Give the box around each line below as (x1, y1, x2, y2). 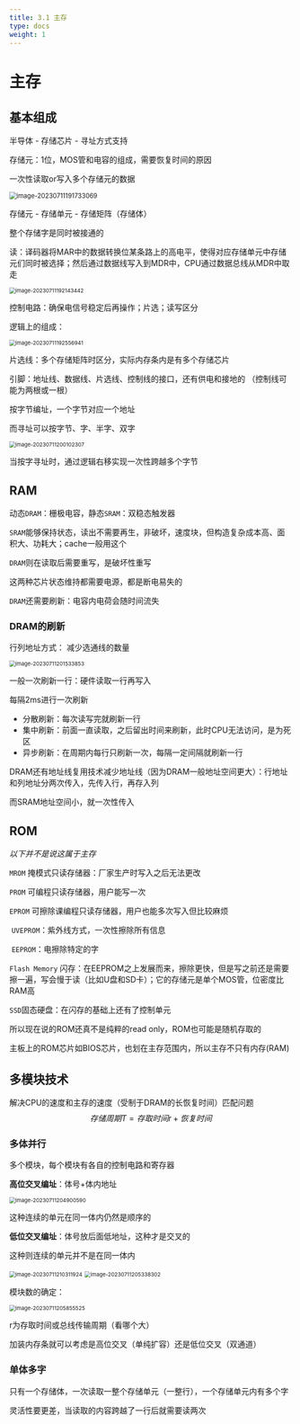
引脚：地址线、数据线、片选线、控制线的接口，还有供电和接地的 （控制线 (9, 374, 279, 385)
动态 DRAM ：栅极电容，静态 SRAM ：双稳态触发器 (9, 508, 176, 519)
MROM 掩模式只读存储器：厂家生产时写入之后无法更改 (9, 868, 201, 878)
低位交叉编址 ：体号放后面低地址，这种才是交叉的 (9, 1231, 190, 1242)
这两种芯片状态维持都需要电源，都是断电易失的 (9, 576, 182, 587)
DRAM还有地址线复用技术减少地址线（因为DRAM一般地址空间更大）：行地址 (9, 766, 288, 778)
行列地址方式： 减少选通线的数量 (9, 642, 130, 653)
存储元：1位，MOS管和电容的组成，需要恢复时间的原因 (9, 155, 213, 165)
